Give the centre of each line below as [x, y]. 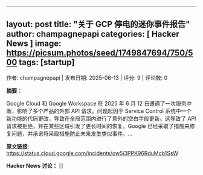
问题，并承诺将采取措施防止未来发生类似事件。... [72, 133]
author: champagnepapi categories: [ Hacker [93, 34]
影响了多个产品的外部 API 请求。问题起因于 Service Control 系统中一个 [104, 111]
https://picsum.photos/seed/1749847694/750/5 [100, 53]
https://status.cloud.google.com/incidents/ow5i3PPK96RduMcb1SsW [92, 153]
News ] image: [34, 44]
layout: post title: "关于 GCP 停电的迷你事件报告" [98, 24]
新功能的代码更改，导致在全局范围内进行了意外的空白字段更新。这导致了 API [101, 118]
